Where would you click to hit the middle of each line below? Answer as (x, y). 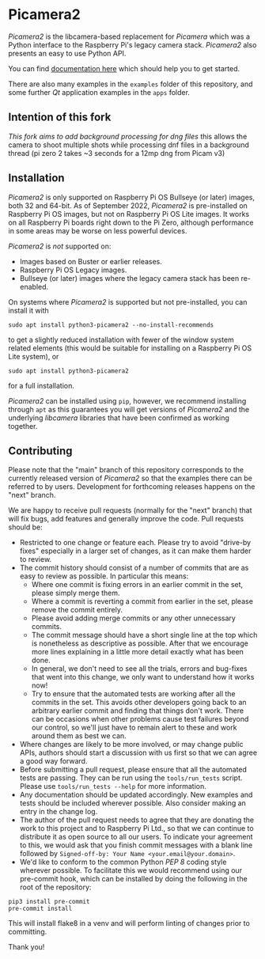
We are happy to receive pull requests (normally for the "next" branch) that (130, 510)
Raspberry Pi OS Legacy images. (73, 270)
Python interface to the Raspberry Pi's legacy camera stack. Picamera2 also (132, 44)
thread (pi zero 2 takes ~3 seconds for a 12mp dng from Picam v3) (117, 153)
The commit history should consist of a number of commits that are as (134, 568)
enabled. (34, 286)
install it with (28, 310)
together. (23, 426)
